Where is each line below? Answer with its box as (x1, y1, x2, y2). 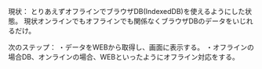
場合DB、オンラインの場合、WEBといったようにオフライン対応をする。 (8, 53, 239, 61)
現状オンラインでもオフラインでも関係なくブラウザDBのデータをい (23, 16, 240, 26)
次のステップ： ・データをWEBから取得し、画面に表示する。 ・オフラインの (8, 43, 255, 52)
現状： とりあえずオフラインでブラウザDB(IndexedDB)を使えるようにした (8, 7, 246, 16)
